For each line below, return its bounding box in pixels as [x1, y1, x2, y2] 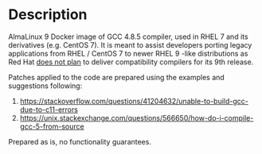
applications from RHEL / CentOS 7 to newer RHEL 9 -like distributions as [8, 48, 248, 58]
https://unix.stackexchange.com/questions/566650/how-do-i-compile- [19, 113, 254, 122]
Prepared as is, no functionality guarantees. [8, 137, 151, 146]
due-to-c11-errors [19, 105, 78, 114]
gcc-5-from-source [19, 121, 85, 131]
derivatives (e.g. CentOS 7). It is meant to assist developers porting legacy [8, 40, 252, 49]
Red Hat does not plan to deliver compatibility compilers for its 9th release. [8, 57, 254, 67]
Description [8, 6, 88, 24]
